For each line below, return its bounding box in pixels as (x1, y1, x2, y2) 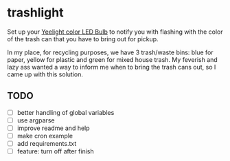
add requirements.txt (16, 140, 77, 147)
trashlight (7, 5, 64, 21)
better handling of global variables (16, 108, 115, 116)
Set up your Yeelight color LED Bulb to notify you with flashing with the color (7, 28, 223, 36)
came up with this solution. (7, 70, 84, 78)
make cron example (16, 131, 73, 140)
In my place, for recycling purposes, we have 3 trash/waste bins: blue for (7, 48, 214, 56)
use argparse (16, 116, 55, 125)
